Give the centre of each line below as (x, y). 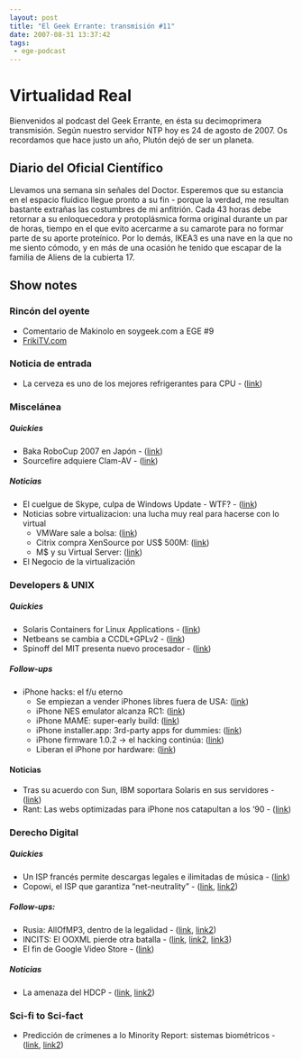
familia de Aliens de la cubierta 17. (72, 257)
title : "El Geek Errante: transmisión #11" (92, 26)
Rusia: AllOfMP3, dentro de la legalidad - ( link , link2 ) (119, 929)
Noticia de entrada (50, 364)
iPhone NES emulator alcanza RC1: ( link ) (110, 711)
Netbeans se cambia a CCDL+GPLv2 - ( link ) (104, 639)
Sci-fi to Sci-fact (46, 1016)
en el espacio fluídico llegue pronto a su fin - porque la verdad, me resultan (149, 199)
